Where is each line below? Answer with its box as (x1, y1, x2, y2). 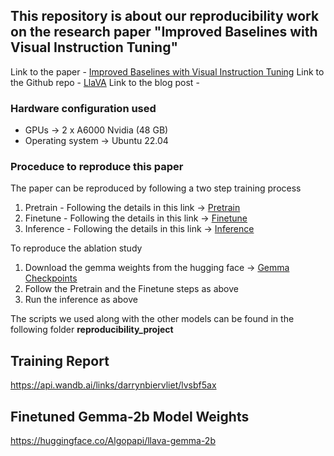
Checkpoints (24, 272, 78, 284)
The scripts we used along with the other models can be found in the (10, 313, 295, 325)
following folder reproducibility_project (10, 324, 174, 336)
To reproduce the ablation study (10, 242, 143, 254)
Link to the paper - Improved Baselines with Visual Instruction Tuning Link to (10, 65, 325, 78)
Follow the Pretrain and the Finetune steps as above (24, 283, 239, 295)
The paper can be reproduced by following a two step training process (10, 182, 302, 194)
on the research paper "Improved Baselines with (10, 24, 318, 41)
